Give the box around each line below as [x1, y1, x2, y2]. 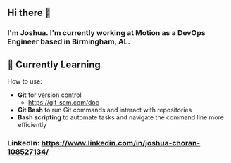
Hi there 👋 [7, 7, 51, 19]
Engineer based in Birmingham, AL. [7, 37, 130, 46]
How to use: [7, 77, 42, 86]
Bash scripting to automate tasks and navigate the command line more [17, 113, 224, 122]
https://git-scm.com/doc [27, 98, 100, 107]
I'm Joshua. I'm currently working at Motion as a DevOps [7, 28, 206, 38]
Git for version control [17, 91, 82, 99]
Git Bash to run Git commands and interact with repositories [17, 106, 192, 115]
